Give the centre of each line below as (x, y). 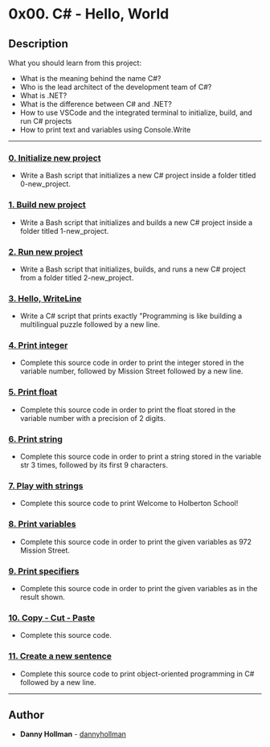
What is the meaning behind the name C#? (90, 78)
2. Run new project (46, 251)
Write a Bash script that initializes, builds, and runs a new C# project (133, 269)
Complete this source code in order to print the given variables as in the (139, 588)
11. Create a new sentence (60, 656)
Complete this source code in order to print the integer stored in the (132, 363)
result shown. (43, 597)
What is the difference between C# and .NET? (96, 104)
